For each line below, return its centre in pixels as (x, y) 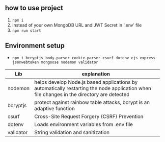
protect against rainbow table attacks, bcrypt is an (92, 102)
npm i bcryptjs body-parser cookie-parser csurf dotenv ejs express (84, 58)
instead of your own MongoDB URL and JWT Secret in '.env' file (77, 25)
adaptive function (55, 108)
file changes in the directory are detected (82, 94)
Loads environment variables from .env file (83, 124)
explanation (96, 74)
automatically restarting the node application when (93, 88)
